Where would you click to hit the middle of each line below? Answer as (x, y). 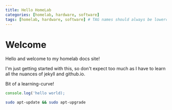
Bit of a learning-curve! (30, 84)
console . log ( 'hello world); (35, 93)
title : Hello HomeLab (28, 10)
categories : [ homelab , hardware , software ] (52, 15)
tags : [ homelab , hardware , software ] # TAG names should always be (79, 19)
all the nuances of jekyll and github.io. (45, 74)
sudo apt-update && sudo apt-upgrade (46, 102)
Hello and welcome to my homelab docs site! (53, 59)
